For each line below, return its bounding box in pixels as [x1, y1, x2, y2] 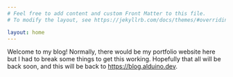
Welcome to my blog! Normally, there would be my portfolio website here [7, 47, 216, 56]
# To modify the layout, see [7, 16, 92, 23]
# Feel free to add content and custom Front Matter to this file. [7, 10, 207, 17]
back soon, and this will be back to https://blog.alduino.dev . [7, 63, 178, 71]
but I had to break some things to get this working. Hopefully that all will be [7, 55, 221, 63]
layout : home [7, 29, 45, 36]
